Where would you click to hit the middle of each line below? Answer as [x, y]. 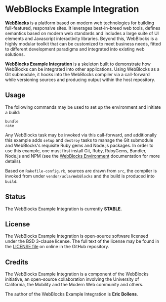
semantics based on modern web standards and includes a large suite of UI [82, 33]
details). [13, 161]
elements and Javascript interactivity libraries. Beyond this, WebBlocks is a [82, 39]
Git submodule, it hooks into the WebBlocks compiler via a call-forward [77, 74]
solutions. [15, 54]
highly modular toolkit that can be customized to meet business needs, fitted [83, 43]
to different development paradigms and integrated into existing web [75, 49]
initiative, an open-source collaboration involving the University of [72, 279]
